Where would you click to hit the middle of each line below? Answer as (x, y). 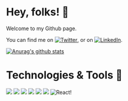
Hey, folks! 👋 (37, 12)
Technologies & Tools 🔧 (64, 75)
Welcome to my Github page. (41, 28)
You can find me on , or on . (64, 40)
